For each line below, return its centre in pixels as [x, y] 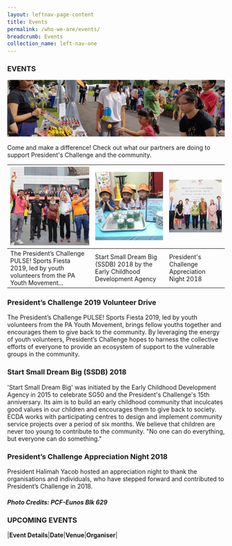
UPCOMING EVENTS [42, 520]
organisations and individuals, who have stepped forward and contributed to [116, 479]
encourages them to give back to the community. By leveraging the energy [113, 332]
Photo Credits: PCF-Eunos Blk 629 [58, 502]
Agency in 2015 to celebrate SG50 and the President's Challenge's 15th [108, 395]
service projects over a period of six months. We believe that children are [111, 424]
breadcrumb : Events [35, 37]
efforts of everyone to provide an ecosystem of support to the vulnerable [111, 347]
